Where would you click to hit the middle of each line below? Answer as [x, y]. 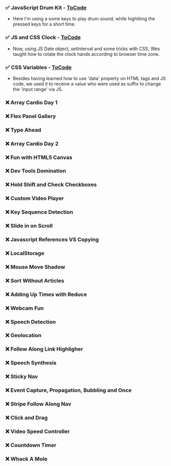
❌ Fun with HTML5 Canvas [39, 157]
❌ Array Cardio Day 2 [32, 144]
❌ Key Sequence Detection [39, 212]
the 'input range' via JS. [38, 89]
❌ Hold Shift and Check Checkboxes [51, 184]
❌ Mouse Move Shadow [35, 267]
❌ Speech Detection [31, 322]
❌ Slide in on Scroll [29, 226]
